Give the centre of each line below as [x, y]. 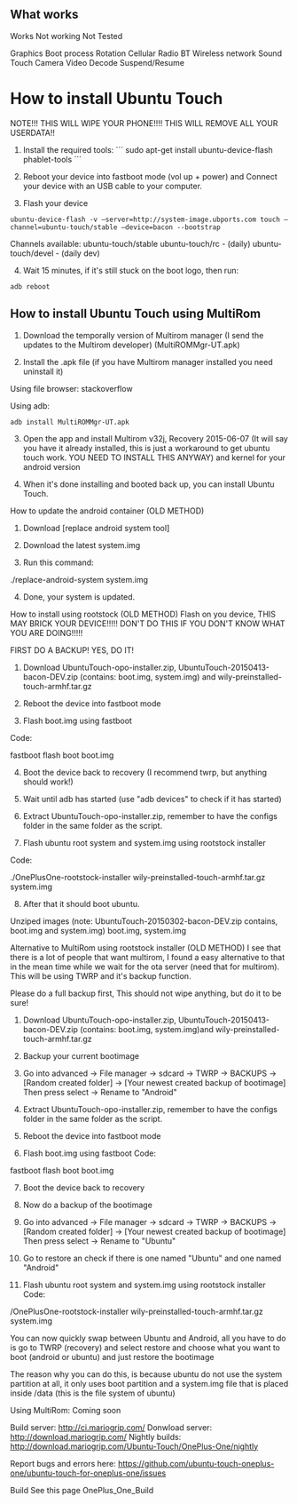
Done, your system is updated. [79, 597]
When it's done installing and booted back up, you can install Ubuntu [148, 484]
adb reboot [30, 286]
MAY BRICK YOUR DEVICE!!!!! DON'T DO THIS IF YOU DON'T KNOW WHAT [148, 623]
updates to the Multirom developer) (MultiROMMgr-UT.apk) [131, 345]
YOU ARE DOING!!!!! [47, 633]
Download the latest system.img [82, 545]
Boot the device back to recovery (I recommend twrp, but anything [145, 772]
